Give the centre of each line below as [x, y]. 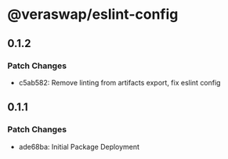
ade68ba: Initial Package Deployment [79, 146]
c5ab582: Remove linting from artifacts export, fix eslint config [119, 82]
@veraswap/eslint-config [93, 14]
